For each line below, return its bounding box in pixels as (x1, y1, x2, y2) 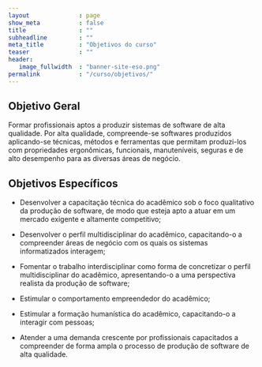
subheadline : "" (8, 33, 93, 42)
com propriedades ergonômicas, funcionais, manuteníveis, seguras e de (8, 145, 244, 155)
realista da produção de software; (19, 279, 130, 288)
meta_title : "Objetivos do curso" (8, 41, 157, 49)
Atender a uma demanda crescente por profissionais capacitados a (19, 333, 238, 343)
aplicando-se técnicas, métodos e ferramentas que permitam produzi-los (8, 137, 247, 147)
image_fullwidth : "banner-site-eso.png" (18, 63, 160, 71)
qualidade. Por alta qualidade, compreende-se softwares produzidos (8, 129, 232, 138)
